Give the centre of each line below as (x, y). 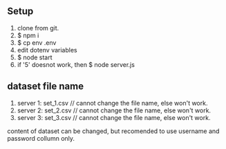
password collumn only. (41, 138)
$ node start (35, 57)
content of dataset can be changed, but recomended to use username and (113, 131)
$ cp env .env (37, 42)
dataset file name (46, 87)
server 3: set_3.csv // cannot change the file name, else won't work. (114, 117)
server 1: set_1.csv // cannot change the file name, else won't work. (112, 103)
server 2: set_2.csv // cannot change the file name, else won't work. (114, 110)
